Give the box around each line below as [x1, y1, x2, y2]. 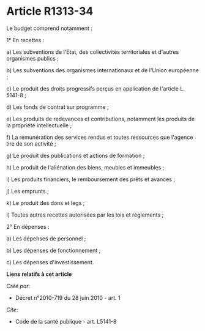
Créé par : [6, 282, 31, 289]
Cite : [6, 306, 18, 313]
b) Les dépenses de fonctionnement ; [6, 247, 101, 254]
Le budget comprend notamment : [6, 24, 93, 32]
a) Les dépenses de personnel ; [6, 234, 86, 242]
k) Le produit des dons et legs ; [6, 199, 85, 206]
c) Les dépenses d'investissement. [6, 258, 94, 266]
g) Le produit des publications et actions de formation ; [6, 152, 145, 159]
